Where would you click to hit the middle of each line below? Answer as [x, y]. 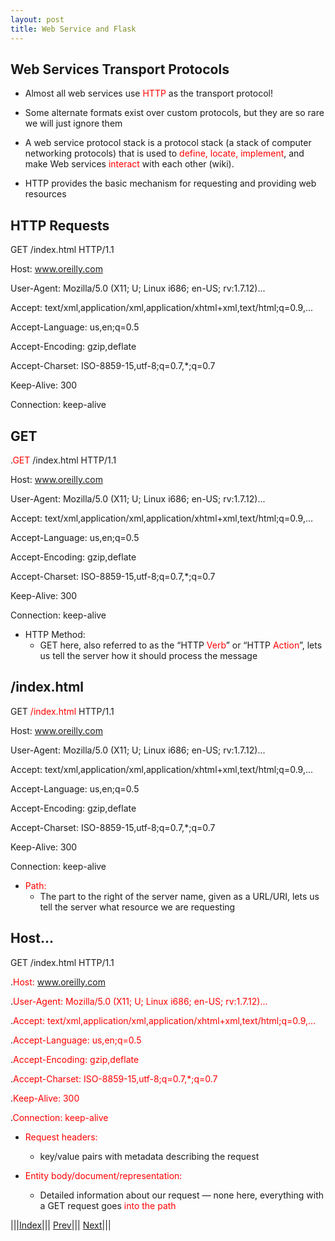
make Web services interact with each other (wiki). [129, 164]
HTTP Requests [60, 225]
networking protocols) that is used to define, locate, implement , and [164, 153]
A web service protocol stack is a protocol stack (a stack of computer [168, 143]
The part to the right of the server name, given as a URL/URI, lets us [179, 896]
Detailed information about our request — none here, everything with [182, 1195]
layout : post [37, 19]
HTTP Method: [55, 634]
